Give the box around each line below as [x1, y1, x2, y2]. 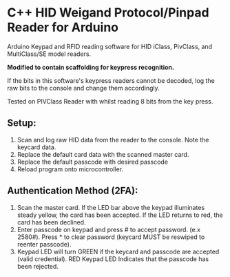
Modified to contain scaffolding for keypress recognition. [7, 63, 174, 71]
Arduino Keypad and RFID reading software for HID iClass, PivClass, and [7, 42, 212, 50]
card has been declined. [17, 218, 86, 226]
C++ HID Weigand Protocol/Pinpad [7, 5, 209, 21]
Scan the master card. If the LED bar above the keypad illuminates [17, 203, 205, 211]
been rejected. [17, 262, 59, 270]
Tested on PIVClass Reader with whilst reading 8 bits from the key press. [7, 97, 213, 105]
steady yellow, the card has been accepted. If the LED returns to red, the [17, 211, 224, 219]
